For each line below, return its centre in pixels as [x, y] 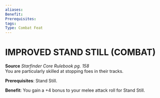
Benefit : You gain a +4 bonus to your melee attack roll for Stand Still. [75, 90]
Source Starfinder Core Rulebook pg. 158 [47, 66]
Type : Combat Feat [24, 28]
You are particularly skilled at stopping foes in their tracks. [64, 71]
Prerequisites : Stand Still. [31, 81]
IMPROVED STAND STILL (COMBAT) [80, 52]
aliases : [14, 10]
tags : [11, 23]
